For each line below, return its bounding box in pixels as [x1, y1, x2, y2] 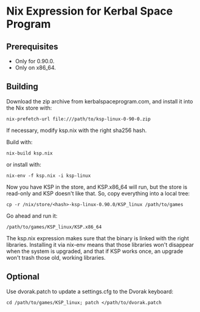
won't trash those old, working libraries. [6, 254, 106, 261]
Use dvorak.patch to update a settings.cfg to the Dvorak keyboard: [6, 288, 174, 295]
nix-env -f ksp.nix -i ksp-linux [6, 172, 91, 179]
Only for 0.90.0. [15, 58, 55, 64]
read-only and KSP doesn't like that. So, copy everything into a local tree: [6, 190, 190, 197]
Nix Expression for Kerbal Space [6, 4, 173, 18]
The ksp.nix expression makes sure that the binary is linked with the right [6, 234, 190, 241]
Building [6, 81, 38, 92]
